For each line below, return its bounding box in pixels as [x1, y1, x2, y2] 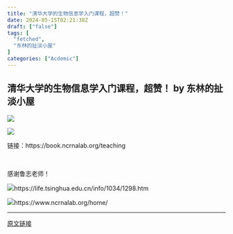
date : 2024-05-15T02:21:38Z [7, 17, 89, 24]
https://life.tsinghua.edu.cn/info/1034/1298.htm [14, 184, 149, 192]
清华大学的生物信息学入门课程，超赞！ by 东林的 [7, 82, 214, 94]
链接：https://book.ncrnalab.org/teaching [7, 141, 126, 150]
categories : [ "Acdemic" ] [7, 55, 79, 62]
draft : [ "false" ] [7, 23, 58, 30]
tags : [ [7, 29, 30, 37]
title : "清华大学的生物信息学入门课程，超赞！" [7, 10, 128, 17]
